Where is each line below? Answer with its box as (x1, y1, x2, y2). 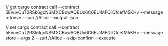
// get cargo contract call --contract (5, 4, 80, 10)
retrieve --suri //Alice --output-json (5, 15, 78, 20)
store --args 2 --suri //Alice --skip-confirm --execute (5, 35, 116, 41)
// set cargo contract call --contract (5, 24, 79, 30)
